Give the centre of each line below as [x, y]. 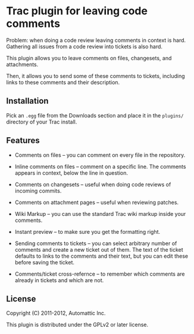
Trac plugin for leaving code [77, 11]
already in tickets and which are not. [59, 280]
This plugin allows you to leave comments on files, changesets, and [89, 58]
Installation [27, 101]
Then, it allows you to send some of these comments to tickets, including [96, 76]
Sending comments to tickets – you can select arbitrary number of [96, 243]
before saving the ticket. [45, 262]
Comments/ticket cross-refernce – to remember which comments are [100, 274]
